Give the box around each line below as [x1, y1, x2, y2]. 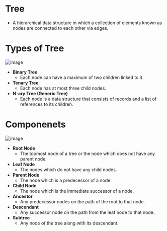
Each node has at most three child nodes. [20, 85, 107, 91]
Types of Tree [5, 43, 64, 54]
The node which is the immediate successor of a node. [20, 188, 134, 194]
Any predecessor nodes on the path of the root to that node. [20, 198, 145, 204]
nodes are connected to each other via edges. [12, 25, 109, 31]
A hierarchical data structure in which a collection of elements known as [12, 20, 162, 26]
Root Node [12, 145, 35, 151]
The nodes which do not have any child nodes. [20, 167, 117, 173]
